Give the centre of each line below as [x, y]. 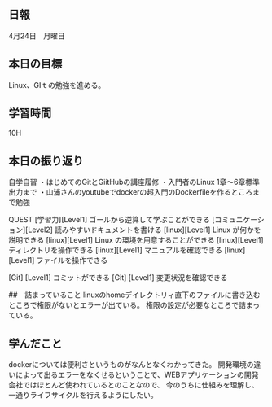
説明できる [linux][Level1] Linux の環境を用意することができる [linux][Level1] [136, 240]
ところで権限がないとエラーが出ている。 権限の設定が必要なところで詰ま [131, 305]
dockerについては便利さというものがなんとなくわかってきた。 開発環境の [131, 365]
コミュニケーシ [239, 220]
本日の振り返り [46, 161]
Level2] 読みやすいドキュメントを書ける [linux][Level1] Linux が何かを [145, 230]
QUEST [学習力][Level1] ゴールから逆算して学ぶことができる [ [112, 220]
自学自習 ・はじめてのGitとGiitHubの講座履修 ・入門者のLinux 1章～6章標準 [134, 182]
